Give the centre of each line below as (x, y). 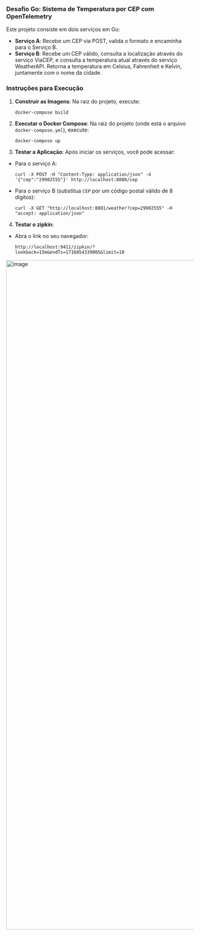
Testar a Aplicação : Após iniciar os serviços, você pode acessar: (95, 152)
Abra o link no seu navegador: (51, 236)
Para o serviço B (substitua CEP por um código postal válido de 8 (94, 191)
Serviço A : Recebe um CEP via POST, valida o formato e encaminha (98, 41)
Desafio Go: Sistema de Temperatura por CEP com (80, 9)
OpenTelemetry (29, 16)
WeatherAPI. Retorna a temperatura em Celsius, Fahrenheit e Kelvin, (98, 66)
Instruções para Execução (45, 89)
